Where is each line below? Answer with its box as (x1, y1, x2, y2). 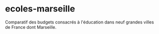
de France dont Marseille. (5, 24, 57, 30)
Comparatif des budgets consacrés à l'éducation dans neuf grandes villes (5, 19, 154, 25)
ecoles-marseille (5, 3, 75, 14)
